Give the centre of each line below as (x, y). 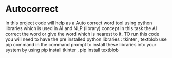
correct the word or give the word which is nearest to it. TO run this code (82, 34)
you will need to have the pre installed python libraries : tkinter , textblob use (86, 39)
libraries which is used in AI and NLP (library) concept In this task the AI (81, 28)
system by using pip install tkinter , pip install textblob (62, 50)
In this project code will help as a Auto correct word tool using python (79, 23)
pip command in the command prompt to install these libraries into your (81, 44)
